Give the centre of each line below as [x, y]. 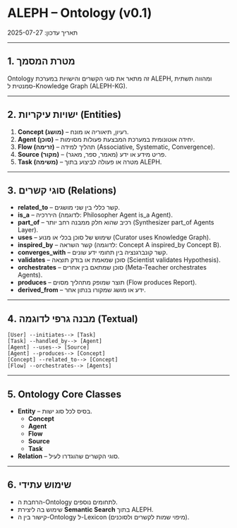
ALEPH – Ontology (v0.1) [80, 13]
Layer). [28, 230]
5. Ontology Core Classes [65, 394]
